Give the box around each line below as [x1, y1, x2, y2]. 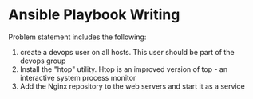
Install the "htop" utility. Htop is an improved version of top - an [19, 64, 228, 73]
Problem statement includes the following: [8, 32, 147, 42]
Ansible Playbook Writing [8, 6, 180, 24]
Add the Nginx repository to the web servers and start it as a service [19, 81, 245, 91]
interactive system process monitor [19, 73, 136, 82]
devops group [19, 56, 66, 65]
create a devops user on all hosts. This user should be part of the [19, 47, 235, 57]
